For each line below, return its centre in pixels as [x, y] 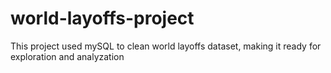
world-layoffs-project [102, 18]
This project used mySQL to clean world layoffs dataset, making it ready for [166, 46]
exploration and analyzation [67, 56]
